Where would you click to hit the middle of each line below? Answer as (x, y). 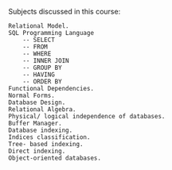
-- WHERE (37, 54)
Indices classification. (49, 137)
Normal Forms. (32, 95)
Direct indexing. (37, 151)
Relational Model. (39, 26)
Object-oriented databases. (55, 158)
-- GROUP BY (42, 68)
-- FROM (35, 47)
